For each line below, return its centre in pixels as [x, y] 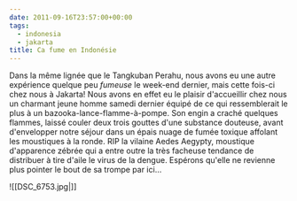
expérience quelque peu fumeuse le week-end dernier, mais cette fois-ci [142, 85]
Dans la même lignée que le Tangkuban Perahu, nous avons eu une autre [143, 75]
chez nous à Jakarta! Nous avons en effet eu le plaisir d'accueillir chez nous [148, 95]
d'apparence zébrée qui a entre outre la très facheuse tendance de [132, 151]
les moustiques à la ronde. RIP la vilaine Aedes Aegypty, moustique [132, 142]
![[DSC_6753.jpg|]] [43, 187]
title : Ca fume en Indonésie [63, 50]
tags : [19, 26]
